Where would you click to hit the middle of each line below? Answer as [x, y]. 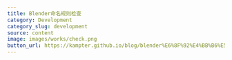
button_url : [24, 46]
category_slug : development [48, 26]
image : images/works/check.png [52, 39]
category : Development [40, 20]
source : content [30, 33]
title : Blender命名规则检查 [44, 13]
